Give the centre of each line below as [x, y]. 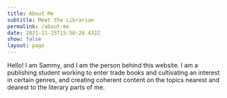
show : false [24, 39]
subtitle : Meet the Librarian [51, 20]
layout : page [26, 46]
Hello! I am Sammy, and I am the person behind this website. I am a [103, 65]
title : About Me [30, 13]
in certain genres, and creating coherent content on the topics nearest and [113, 80]
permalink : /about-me [38, 26]
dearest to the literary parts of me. [56, 87]
